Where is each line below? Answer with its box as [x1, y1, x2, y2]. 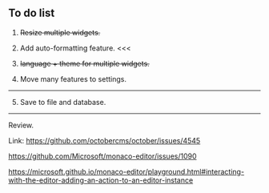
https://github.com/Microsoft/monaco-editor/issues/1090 [8, 151, 198, 161]
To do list [8, 6, 55, 20]
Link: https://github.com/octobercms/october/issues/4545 [8, 135, 201, 145]
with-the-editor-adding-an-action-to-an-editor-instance [8, 175, 194, 185]
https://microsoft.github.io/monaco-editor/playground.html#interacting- [8, 167, 245, 176]
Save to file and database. [19, 97, 106, 107]
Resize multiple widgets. [19, 27, 101, 37]
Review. [8, 120, 34, 130]
